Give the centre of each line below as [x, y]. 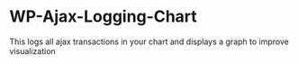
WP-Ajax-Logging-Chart [104, 17]
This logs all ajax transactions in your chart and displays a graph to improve [149, 41]
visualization [32, 50]
